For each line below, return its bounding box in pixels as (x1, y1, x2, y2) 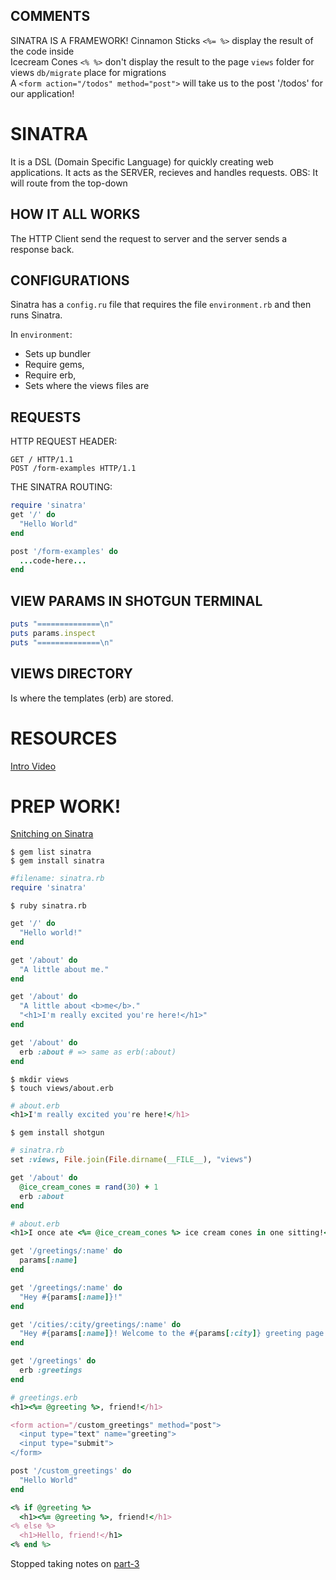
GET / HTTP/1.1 (10, 455, 74, 465)
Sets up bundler (24, 348, 92, 360)
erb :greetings (19, 1365, 83, 1376)
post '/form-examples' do (10, 546, 118, 556)
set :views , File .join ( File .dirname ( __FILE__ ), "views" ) (10, 1155, 253, 1165)
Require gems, (24, 359, 85, 371)
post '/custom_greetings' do (10, 1466, 132, 1476)
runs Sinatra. (10, 309, 63, 321)
